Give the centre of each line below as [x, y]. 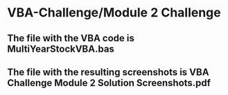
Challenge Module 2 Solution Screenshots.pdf [109, 83]
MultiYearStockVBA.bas [61, 49]
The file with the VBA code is [71, 38]
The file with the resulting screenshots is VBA [108, 72]
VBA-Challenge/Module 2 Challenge [114, 13]
